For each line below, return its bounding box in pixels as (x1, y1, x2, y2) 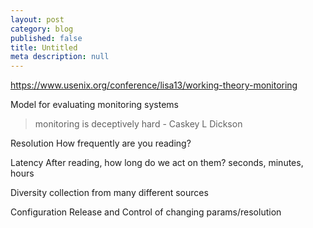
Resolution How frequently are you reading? (10, 137, 192, 150)
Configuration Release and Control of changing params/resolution (10, 206, 282, 218)
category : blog (10, 24, 74, 34)
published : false (10, 33, 83, 43)
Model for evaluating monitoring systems (10, 99, 179, 111)
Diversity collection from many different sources (10, 187, 209, 199)
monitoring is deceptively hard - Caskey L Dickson (34, 118, 243, 130)
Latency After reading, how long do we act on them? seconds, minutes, (10, 157, 304, 169)
